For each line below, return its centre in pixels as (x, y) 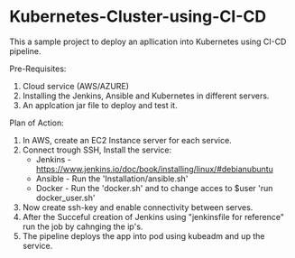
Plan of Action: (37, 123)
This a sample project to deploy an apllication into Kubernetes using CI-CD (148, 41)
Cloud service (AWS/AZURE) (75, 86)
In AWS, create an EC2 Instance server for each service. (127, 140)
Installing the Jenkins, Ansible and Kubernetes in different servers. (146, 96)
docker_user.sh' (65, 198)
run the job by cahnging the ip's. (83, 226)
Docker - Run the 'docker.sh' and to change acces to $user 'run (154, 188)
